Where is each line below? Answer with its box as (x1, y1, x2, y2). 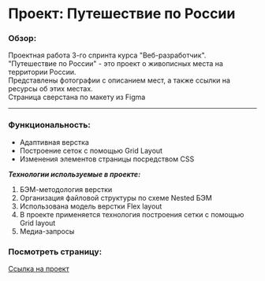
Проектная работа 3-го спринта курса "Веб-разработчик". (8, 50, 207, 60)
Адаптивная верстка (19, 137, 89, 146)
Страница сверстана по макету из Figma (8, 92, 146, 102)
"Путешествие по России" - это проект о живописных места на (8, 59, 223, 68)
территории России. (8, 68, 77, 77)
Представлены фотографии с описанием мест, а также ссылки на (8, 76, 231, 85)
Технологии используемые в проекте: (8, 169, 141, 179)
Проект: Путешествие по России (8, 5, 236, 23)
